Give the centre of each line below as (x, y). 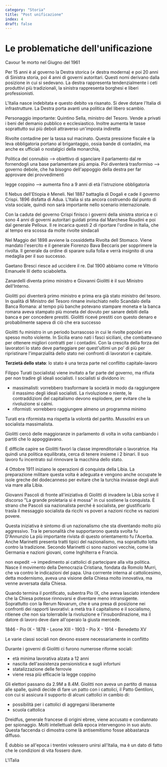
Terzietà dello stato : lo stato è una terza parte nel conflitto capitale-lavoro (81, 363)
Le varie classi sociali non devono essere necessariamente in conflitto (77, 639)
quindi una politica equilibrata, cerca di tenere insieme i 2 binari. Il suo (77, 454)
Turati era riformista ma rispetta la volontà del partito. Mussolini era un (77, 419)
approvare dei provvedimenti (35, 175)
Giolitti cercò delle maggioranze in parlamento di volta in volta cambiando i (82, 434)
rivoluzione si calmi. (33, 404)
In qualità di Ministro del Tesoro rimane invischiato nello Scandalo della (78, 301)
